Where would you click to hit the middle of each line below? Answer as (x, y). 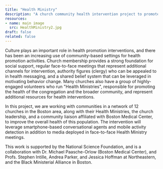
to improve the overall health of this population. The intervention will (73, 121)
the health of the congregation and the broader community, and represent (79, 92)
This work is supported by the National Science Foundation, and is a (73, 147)
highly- (144, 81)
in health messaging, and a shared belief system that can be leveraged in (78, 76)
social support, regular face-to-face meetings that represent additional (76, 66)
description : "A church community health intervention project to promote (82, 14)
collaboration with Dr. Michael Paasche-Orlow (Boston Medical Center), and (81, 152)
